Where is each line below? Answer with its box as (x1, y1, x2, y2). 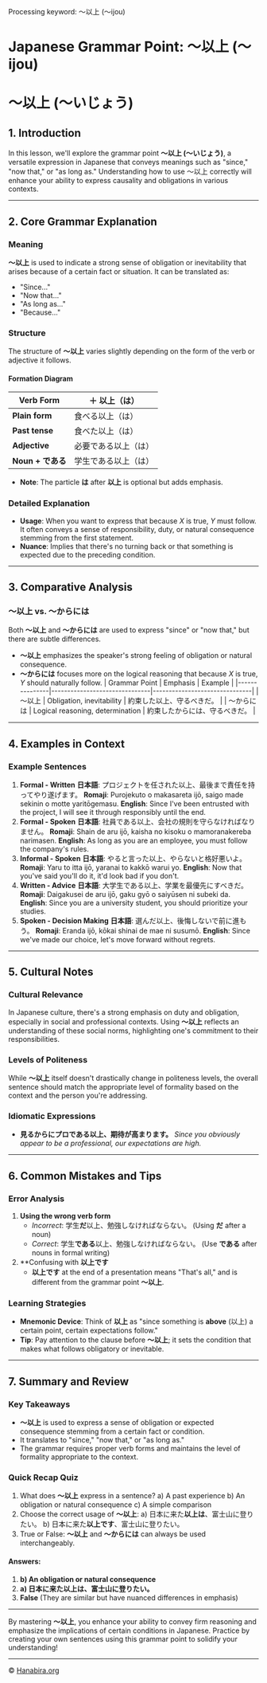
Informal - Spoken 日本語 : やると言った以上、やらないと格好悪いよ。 (19, 854, 247, 863)
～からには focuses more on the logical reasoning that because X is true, (19, 669, 258, 679)
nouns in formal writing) (31, 1248, 110, 1258)
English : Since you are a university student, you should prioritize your (19, 898, 249, 908)
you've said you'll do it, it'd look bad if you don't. (19, 871, 180, 881)
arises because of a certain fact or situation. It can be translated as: (8, 266, 230, 276)
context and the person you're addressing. (8, 1090, 148, 1101)
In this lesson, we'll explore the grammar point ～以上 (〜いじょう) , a (8, 148, 232, 158)
